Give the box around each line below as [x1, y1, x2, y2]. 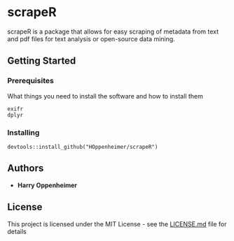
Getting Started [7, 55, 76, 67]
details [7, 227, 27, 235]
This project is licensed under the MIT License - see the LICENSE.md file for [7, 219, 227, 228]
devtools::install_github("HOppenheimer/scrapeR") [7, 143, 158, 150]
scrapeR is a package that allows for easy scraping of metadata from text [7, 27, 219, 36]
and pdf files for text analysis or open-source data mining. [7, 34, 175, 43]
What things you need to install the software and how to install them [7, 92, 203, 100]
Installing [7, 127, 40, 137]
